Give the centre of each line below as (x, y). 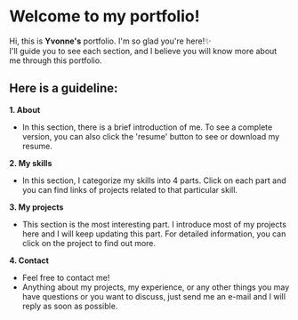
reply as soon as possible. (70, 306)
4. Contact (29, 260)
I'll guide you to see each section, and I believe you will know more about (143, 51)
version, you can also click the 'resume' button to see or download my (151, 136)
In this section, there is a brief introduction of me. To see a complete (147, 127)
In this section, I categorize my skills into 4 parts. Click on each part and (154, 180)
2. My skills (31, 163)
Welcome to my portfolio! (105, 16)
